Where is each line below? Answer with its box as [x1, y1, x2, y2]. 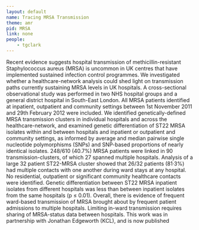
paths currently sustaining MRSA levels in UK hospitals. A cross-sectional [6, 84, 186, 91]
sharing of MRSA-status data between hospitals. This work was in [6, 210, 168, 218]
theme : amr [6, 20, 33, 26]
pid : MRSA [6, 25, 31, 32]
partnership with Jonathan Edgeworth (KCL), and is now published [6, 217, 170, 224]
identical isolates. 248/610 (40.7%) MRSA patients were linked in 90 [6, 147, 173, 154]
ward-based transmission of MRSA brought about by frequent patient [6, 198, 177, 205]
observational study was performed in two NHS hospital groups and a [6, 90, 178, 97]
